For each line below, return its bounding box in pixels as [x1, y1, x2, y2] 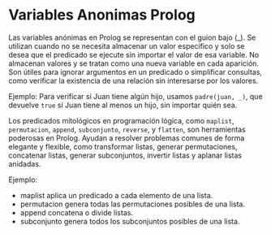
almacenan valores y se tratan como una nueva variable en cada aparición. [8, 58, 260, 68]
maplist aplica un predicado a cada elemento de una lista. [19, 190, 213, 200]
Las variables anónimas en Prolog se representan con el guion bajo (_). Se [8, 32, 256, 42]
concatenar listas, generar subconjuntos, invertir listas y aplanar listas [8, 150, 243, 160]
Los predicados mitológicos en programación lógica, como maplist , [8, 115, 234, 125]
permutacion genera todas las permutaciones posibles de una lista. [19, 199, 246, 209]
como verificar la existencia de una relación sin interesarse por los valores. [8, 76, 259, 85]
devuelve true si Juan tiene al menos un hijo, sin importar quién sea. [8, 100, 238, 110]
